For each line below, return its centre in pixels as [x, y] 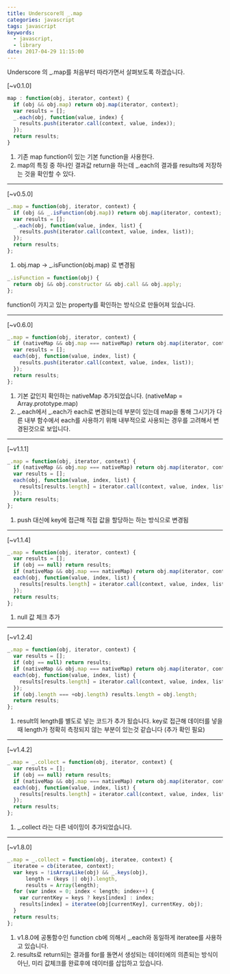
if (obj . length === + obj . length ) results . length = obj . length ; [105, 694]
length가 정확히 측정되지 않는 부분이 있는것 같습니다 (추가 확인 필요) [115, 730]
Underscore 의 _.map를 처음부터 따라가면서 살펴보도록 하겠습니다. [96, 72]
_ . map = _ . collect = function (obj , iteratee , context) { [90, 860]
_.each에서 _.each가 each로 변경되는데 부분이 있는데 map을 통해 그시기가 [116, 411]
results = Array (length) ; [62, 885]
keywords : [21, 33]
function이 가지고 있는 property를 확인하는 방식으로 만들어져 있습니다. [101, 305]
